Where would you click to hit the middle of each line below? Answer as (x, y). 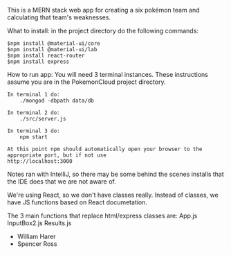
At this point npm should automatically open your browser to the (105, 149)
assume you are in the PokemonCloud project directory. (86, 82)
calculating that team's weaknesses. (59, 17)
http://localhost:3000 (40, 161)
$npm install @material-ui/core (54, 44)
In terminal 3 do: (34, 131)
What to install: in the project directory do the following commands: (103, 31)
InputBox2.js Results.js (39, 223)
